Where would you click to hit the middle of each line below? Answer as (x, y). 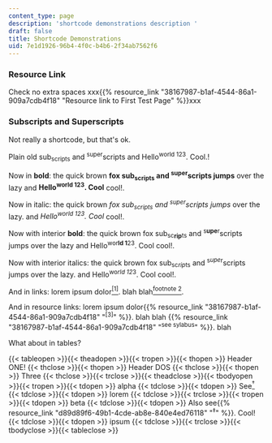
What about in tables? (45, 342)
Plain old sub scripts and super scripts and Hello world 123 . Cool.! (109, 157)
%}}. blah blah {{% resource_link (173, 316)
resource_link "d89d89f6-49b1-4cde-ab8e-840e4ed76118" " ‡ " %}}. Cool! (132, 412)
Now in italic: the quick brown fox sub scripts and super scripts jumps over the (134, 204)
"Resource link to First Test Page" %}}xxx (132, 101)
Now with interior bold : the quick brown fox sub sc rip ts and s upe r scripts (125, 234)
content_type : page (41, 16)
